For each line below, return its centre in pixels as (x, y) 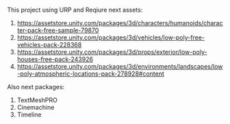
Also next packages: (36, 87)
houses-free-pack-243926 (55, 59)
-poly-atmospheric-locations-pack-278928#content (90, 74)
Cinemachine (36, 107)
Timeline (29, 114)
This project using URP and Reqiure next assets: (75, 10)
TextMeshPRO (37, 100)
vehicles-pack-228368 (49, 45)
